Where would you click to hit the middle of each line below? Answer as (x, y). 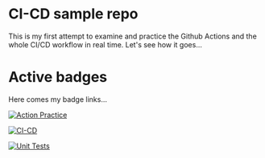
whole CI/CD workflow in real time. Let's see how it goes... (106, 44)
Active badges (58, 77)
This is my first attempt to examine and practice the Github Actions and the (133, 36)
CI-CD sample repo (73, 14)
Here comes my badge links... (58, 99)
